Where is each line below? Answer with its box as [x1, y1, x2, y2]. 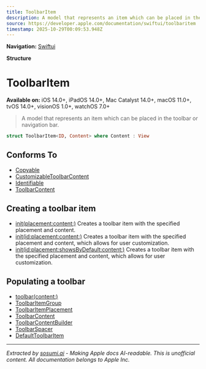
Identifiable [15, 179, 44, 187]
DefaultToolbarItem [15, 332, 64, 339]
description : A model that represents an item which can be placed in [6, 15, 191, 21]
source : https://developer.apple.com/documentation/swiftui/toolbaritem [6, 20, 196, 26]
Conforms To [6, 150, 58, 160]
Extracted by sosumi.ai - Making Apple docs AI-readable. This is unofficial [6, 349, 195, 357]
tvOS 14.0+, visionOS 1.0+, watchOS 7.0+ [6, 103, 110, 110]
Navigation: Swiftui [6, 43, 56, 50]
